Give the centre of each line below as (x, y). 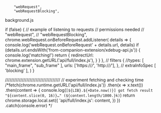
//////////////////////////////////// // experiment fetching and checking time (74, 80)
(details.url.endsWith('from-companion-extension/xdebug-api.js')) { (73, 50)
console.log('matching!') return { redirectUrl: (49, 55)
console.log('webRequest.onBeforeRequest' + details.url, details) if (72, 45)
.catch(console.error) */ (29, 106)
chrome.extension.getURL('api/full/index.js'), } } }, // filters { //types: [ (74, 60)
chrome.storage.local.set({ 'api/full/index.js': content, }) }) (63, 100)
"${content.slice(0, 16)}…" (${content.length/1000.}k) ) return (70, 95)
